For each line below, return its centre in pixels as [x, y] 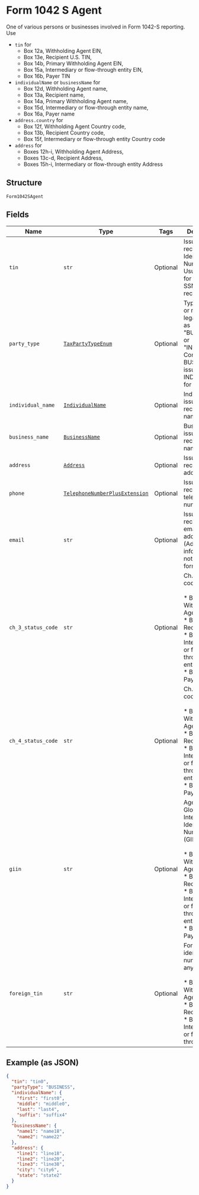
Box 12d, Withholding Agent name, [65, 88]
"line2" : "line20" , [41, 1159]
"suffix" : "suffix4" [42, 1115]
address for [28, 145]
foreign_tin [26, 993]
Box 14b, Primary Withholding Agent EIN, [73, 63]
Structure [24, 183]
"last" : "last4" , [38, 1109]
